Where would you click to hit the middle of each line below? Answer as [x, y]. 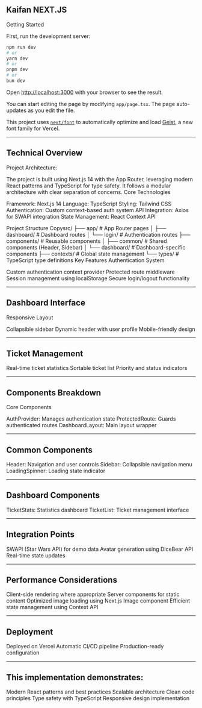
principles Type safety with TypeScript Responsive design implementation [98, 698]
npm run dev [21, 47]
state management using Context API [52, 607]
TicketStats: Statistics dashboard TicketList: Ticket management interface [98, 510]
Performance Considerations [62, 580]
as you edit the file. [51, 110]
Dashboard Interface [46, 303]
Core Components [29, 407]
